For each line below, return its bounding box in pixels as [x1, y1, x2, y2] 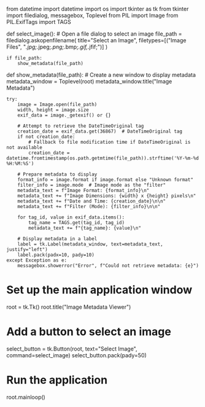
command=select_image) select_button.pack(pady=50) [6, 351, 147, 359]
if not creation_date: [17, 134, 75, 140]
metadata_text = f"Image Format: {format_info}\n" [17, 187, 150, 193]
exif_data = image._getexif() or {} [17, 112, 112, 118]
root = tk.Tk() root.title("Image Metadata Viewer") [6, 303, 131, 311]
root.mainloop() [6, 393, 46, 401]
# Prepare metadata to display [17, 171, 98, 177]
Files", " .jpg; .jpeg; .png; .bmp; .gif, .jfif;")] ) [6, 43, 108, 50]
